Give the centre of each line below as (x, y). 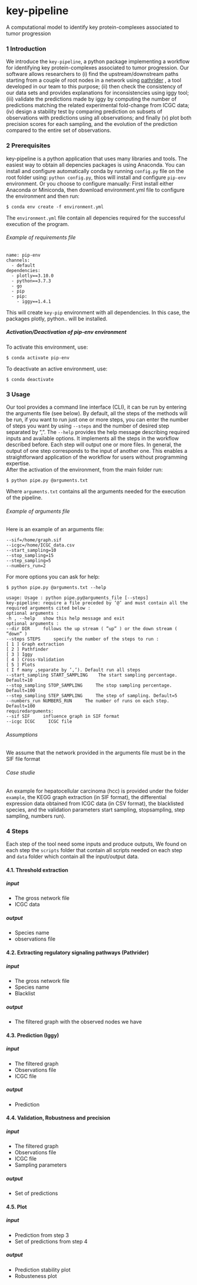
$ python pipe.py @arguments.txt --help (56, 588)
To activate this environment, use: (47, 347)
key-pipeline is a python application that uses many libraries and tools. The (97, 158)
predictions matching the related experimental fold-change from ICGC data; (98, 105)
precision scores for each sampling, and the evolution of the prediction (92, 124)
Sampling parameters (41, 1165)
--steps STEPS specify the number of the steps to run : (83, 639)
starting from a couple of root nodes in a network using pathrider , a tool (94, 80)
